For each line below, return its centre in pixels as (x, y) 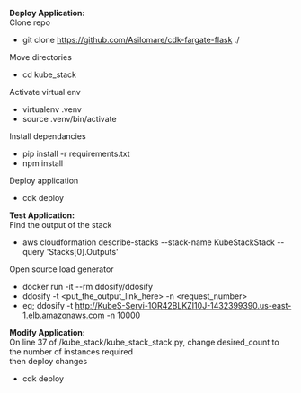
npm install (43, 163)
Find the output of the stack (61, 225)
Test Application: (42, 215)
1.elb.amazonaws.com (63, 315)
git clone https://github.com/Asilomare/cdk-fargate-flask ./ (131, 40)
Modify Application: (47, 332)
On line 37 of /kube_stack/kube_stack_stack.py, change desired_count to (145, 342)
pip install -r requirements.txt (76, 153)
